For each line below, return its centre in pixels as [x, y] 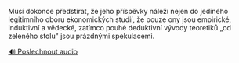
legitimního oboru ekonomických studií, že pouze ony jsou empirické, [120, 19]
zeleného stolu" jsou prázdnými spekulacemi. [81, 36]
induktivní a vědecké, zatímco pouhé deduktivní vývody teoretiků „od [120, 28]
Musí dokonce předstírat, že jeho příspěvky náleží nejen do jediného [118, 11]
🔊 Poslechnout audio [43, 51]
